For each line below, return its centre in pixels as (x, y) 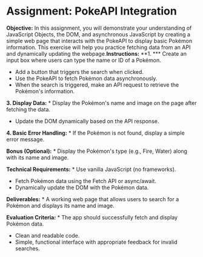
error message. (25, 139)
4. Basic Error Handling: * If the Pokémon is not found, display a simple (95, 133)
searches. (28, 248)
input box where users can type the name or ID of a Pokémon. (84, 60)
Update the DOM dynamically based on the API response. (87, 121)
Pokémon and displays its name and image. (61, 205)
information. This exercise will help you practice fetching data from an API (98, 47)
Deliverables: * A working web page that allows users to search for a (93, 199)
